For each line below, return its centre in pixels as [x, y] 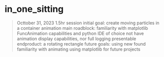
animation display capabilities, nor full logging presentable [77, 39]
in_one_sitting [34, 9]
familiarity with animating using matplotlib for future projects [79, 49]
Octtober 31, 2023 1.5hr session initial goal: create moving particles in [88, 23]
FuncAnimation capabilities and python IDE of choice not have [80, 33]
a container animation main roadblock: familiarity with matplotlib [82, 28]
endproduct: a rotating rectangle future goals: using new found [81, 44]
